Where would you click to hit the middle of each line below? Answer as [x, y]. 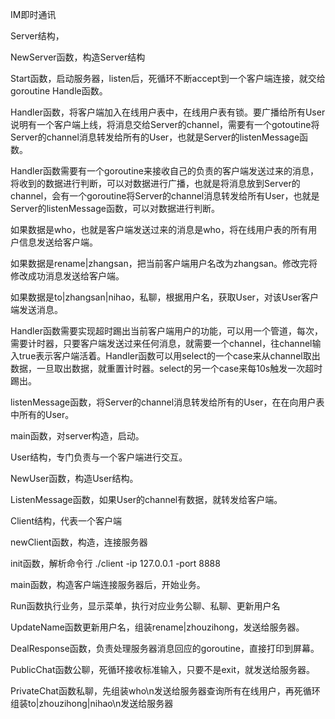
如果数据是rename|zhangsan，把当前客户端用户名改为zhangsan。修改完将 [164, 263]
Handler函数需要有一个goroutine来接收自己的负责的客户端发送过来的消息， [165, 171]
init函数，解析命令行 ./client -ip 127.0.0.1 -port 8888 [115, 563]
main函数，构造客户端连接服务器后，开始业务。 [108, 584]
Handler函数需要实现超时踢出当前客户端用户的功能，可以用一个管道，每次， [166, 331]
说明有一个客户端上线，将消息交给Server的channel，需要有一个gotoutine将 [165, 124]
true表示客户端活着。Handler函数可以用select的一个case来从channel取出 [169, 356]
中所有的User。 [42, 414]
